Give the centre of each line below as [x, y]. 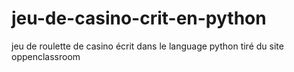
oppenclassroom [46, 56]
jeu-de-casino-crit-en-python [139, 18]
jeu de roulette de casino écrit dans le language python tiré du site [147, 46]
